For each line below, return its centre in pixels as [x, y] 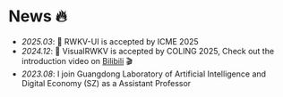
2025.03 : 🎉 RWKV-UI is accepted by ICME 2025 [110, 41]
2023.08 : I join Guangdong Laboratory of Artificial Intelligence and [143, 74]
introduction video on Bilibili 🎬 [77, 61]
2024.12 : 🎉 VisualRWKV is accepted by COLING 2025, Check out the [148, 51]
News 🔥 [38, 16]
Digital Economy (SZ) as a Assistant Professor [106, 83]
